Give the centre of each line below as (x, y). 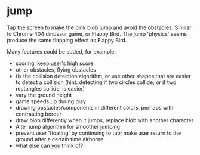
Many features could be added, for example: (61, 51)
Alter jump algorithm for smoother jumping (68, 126)
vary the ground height (44, 95)
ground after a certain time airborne (59, 139)
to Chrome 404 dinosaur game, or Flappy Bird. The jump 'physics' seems (97, 33)
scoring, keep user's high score (54, 63)
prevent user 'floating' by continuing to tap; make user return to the (98, 133)
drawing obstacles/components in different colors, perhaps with (94, 107)
